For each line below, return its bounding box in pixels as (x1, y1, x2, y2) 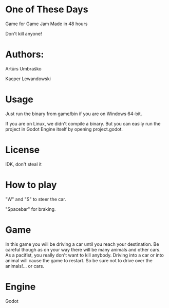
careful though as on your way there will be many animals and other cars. (5, 246, 161, 252)
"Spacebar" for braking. (5, 206, 56, 212)
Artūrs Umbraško (5, 65, 42, 71)
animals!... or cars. (5, 263, 45, 269)
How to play (5, 179, 57, 191)
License (5, 144, 40, 155)
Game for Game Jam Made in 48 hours (5, 21, 88, 27)
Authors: (5, 49, 44, 60)
